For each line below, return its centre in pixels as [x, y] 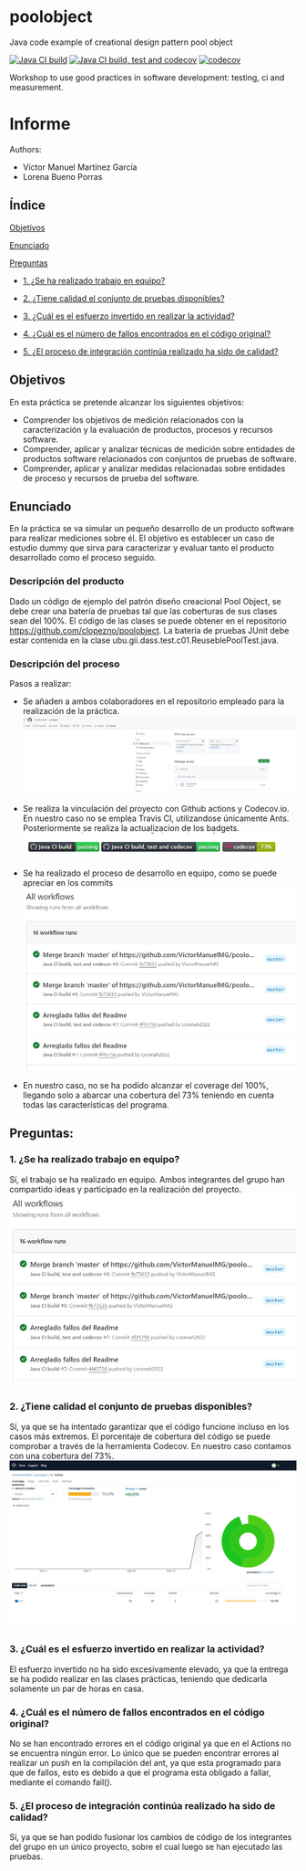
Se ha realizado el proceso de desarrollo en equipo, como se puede [150, 873]
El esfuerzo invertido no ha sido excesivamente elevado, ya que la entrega [149, 1669]
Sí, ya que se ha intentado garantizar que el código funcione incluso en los [149, 1426]
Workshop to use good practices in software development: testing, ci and [147, 77]
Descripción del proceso [65, 664]
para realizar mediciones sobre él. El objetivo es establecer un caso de [142, 538]
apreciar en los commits [68, 883]
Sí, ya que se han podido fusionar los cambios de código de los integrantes [151, 1837]
